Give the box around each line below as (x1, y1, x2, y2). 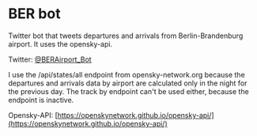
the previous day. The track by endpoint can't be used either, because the (8, 86, 249, 96)
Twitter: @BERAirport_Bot (8, 55, 93, 64)
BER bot (8, 5, 61, 23)
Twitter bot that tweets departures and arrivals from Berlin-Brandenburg (8, 31, 244, 40)
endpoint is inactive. (8, 95, 74, 104)
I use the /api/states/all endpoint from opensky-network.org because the (8, 70, 245, 79)
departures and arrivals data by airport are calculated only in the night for (8, 78, 248, 88)
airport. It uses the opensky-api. (8, 39, 113, 48)
